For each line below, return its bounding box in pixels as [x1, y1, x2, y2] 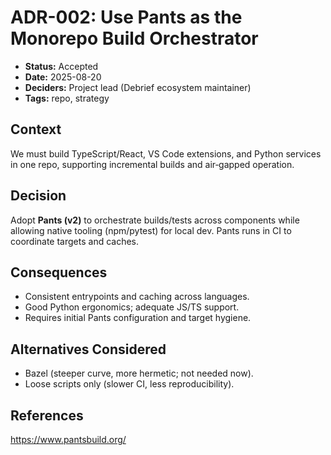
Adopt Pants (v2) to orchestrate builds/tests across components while [10, 214, 300, 226]
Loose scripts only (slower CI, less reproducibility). [24, 378, 235, 390]
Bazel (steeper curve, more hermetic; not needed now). [24, 367, 254, 380]
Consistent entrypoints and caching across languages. [24, 291, 250, 303]
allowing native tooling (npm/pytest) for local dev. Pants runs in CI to [10, 224, 292, 236]
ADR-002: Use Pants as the [10, 6, 243, 29]
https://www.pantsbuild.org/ [10, 434, 127, 445]
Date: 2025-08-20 [24, 71, 102, 83]
